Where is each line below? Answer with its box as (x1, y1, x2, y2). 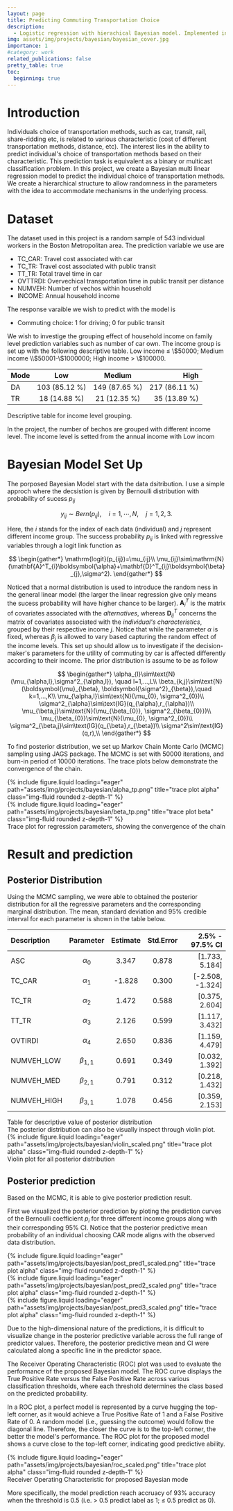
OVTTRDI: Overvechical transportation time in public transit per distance (17, 277, 224, 286)
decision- (196, 642, 223, 650)
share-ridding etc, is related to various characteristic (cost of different (7, 135, 207, 143)
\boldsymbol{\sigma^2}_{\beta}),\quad (101, 685, 212, 693)
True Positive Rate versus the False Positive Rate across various (7, 1374, 190, 1382)
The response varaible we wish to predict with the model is (7, 305, 175, 313)
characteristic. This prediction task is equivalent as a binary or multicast (7, 157, 213, 165)
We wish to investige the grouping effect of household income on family (7, 332, 213, 340)
